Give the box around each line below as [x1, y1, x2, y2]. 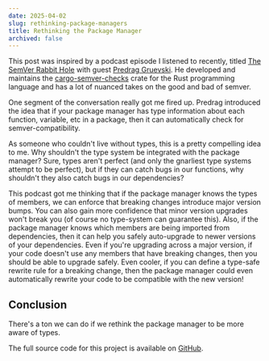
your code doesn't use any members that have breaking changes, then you [8, 249, 258, 259]
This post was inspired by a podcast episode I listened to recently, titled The [8, 56, 262, 66]
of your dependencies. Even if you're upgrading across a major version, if [8, 240, 253, 250]
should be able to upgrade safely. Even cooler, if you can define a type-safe [8, 257, 260, 267]
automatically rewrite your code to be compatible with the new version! [8, 275, 244, 284]
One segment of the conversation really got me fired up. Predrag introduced [8, 98, 261, 107]
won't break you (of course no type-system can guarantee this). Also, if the [8, 214, 259, 224]
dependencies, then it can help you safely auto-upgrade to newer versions [8, 231, 256, 242]
